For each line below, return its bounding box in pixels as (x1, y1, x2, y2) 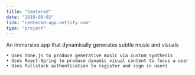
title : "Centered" (6, 8, 51, 15)
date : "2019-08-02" (6, 14, 54, 20)
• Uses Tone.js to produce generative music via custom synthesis (6, 53, 173, 59)
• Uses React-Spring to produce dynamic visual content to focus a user (6, 58, 189, 64)
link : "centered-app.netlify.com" (6, 19, 92, 25)
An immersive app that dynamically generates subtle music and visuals (6, 41, 179, 48)
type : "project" (6, 25, 46, 31)
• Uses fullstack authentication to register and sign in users (6, 63, 168, 69)
